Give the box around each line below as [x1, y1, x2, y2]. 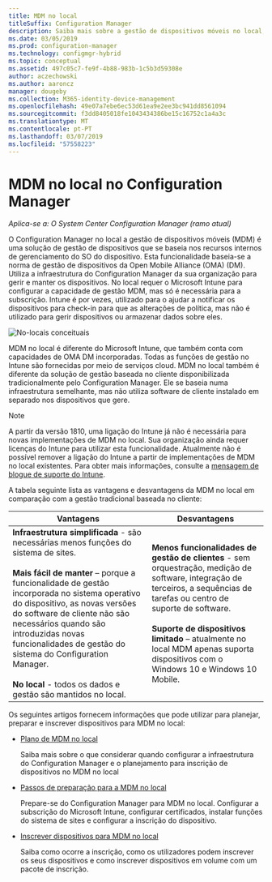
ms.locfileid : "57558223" [8, 139, 96, 148]
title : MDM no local [8, 11, 79, 20]
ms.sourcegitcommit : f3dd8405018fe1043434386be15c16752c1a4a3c [8, 110, 227, 118]
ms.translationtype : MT [8, 118, 89, 126]
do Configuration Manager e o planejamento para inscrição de [19, 759, 228, 769]
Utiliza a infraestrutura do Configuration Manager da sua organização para [8, 269, 257, 279]
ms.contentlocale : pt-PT [8, 125, 92, 133]
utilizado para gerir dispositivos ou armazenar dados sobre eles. [8, 312, 223, 322]
